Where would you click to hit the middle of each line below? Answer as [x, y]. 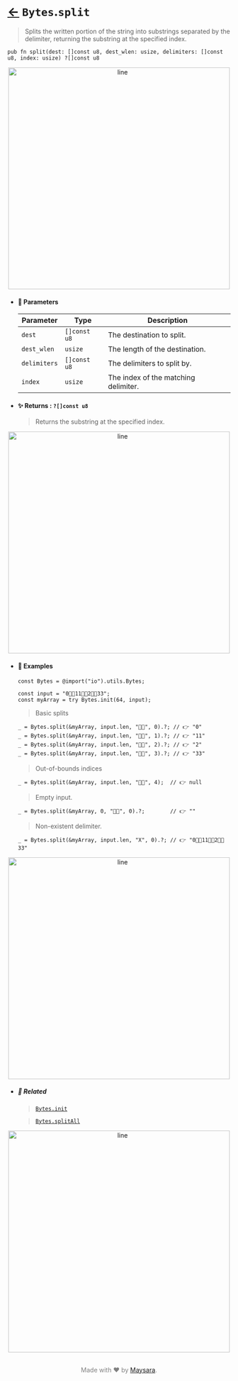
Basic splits [52, 712]
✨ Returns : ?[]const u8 [53, 405]
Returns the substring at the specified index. [100, 422]
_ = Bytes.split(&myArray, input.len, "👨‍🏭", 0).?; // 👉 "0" [110, 727]
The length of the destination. [157, 349]
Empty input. [54, 797]
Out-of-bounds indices [69, 768]
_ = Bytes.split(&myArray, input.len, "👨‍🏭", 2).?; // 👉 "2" [110, 744]
